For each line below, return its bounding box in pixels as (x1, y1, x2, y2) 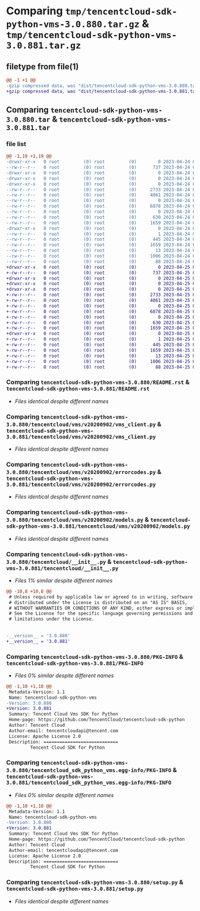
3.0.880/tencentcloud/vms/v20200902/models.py (6, 517, 144, 523)
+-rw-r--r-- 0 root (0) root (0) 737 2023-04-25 (6, 269, 190, 275)
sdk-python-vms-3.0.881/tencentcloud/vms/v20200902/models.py (6, 523, 190, 530)
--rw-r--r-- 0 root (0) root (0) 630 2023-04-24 (6, 214, 190, 220)
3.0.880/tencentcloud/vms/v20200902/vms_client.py (6, 421, 156, 427)
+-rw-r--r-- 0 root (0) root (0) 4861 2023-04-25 (6, 298, 190, 303)
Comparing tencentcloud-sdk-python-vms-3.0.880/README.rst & (6, 378, 190, 386)
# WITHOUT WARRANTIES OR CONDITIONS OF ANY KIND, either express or (8, 605, 183, 611)
